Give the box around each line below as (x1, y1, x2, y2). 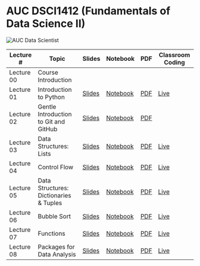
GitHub (37, 125, 58, 133)
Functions (37, 229, 65, 237)
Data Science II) (6, 17, 86, 30)
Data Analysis (37, 250, 76, 258)
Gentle (37, 103, 57, 111)
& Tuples (37, 199, 62, 207)
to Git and (37, 117, 65, 126)
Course (37, 68, 58, 76)
